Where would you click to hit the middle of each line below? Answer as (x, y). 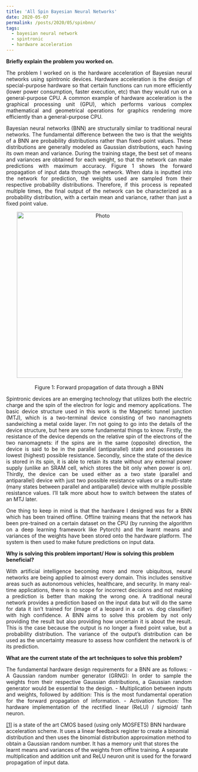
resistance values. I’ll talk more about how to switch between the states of (99, 493)
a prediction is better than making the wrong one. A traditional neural (99, 596)
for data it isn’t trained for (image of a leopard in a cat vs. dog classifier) (99, 608)
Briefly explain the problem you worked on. (60, 61)
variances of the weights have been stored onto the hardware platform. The (99, 536)
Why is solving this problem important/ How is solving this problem (90, 553)
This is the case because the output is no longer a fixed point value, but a (99, 627)
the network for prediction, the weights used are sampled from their (99, 178)
